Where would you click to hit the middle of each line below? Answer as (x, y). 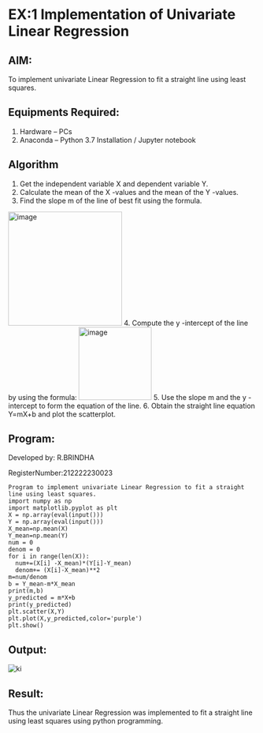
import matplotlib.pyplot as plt (63, 508)
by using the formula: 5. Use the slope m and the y (127, 397)
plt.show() (26, 626)
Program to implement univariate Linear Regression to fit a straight (126, 488)
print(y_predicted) (40, 605)
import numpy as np (40, 501)
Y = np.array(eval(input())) (56, 522)
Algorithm (33, 165)
